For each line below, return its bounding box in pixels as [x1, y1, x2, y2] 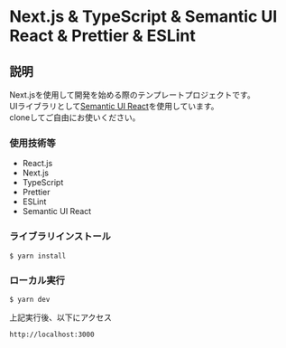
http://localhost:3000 [9, 330, 95, 339]
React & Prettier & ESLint [9, 25, 196, 46]
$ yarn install [9, 251, 67, 260]
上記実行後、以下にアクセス [9, 312, 113, 323]
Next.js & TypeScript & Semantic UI [9, 6, 278, 27]
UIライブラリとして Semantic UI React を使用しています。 [9, 101, 219, 111]
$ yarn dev [9, 295, 51, 304]
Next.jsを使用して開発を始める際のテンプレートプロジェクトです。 [9, 89, 255, 100]
